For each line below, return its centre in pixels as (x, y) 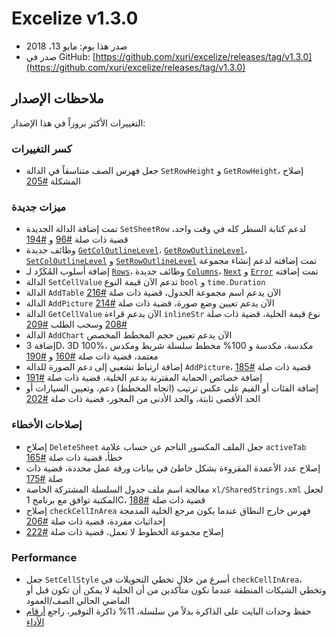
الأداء (35, 621)
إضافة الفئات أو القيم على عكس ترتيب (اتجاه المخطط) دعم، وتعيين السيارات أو (172, 388)
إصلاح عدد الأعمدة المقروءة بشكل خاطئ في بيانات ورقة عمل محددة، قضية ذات (173, 468)
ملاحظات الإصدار (57, 98)
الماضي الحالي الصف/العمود (78, 600)
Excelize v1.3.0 (75, 18)
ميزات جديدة (38, 207)
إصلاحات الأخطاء (47, 425)
